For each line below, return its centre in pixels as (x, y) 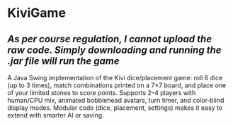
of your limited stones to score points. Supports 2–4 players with (102, 93)
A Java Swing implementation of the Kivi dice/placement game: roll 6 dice (115, 78)
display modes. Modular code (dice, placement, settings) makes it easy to (115, 108)
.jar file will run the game (63, 61)
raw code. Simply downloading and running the (114, 50)
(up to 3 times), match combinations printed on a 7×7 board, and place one (117, 85)
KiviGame (36, 13)
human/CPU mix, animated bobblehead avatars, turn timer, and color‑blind (116, 100)
